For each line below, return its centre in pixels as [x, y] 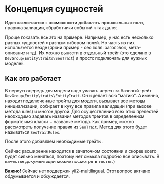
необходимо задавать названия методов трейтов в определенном [75, 116]
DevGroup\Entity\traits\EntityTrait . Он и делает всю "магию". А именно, [82, 95]
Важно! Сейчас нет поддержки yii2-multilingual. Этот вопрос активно [78, 171]
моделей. [15, 63]
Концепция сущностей [54, 9]
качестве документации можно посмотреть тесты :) [60, 161]
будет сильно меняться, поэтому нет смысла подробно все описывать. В [82, 156]
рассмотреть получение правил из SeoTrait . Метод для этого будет [76, 127]
